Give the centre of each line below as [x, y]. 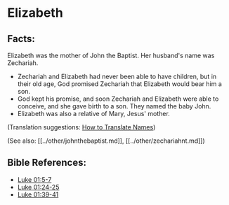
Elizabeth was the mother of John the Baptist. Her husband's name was [111, 55]
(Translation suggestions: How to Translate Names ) [81, 127]
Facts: [21, 39]
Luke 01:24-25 [38, 187]
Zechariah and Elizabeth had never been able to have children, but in [117, 76]
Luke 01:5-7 [34, 179]
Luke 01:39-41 [38, 195]
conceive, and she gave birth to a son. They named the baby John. [114, 106]
